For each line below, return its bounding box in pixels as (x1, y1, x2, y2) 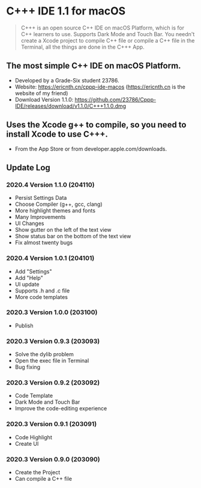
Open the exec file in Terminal (14, 357, 89, 365)
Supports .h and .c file (14, 287, 70, 294)
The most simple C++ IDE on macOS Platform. (6, 61, 181, 71)
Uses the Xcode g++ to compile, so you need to (6, 120, 187, 130)
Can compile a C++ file (14, 475, 72, 483)
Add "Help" (14, 274, 43, 281)
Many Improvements (14, 214, 66, 221)
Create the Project (14, 469, 61, 476)
